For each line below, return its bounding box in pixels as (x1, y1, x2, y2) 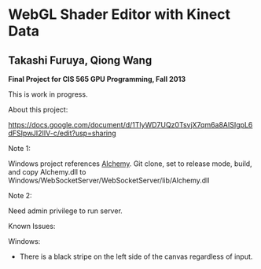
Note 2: (8, 191, 33, 200)
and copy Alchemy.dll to (8, 168, 86, 176)
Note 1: (8, 144, 31, 153)
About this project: (8, 105, 68, 114)
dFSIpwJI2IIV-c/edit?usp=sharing (8, 128, 116, 138)
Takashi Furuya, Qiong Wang (8, 53, 153, 67)
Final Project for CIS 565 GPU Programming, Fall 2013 (8, 75, 186, 83)
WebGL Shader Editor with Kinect (8, 6, 230, 24)
